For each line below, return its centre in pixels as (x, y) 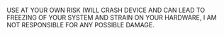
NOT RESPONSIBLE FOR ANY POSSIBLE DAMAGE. (80, 25)
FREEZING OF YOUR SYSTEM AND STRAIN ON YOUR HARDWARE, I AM (112, 17)
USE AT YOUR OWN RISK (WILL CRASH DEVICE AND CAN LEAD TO (106, 10)
